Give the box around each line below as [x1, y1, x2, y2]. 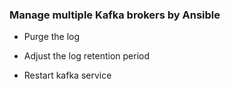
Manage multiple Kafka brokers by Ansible [9, 8, 221, 22]
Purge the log [23, 31, 81, 43]
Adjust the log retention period [23, 50, 151, 62]
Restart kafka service [23, 69, 112, 82]
